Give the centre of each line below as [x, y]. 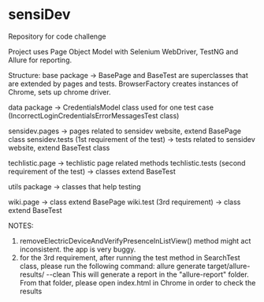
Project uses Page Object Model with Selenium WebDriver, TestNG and [123, 51]
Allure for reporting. [40, 60]
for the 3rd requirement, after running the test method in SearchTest [130, 257]
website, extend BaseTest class [59, 147]
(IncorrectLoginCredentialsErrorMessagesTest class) [94, 115]
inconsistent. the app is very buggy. [78, 249]
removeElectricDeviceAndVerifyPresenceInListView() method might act [135, 240]
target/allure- [229, 266]
